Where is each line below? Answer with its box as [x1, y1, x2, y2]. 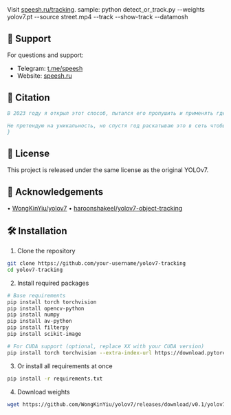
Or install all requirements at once [16, 361, 113, 370]
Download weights [16, 387, 70, 396]
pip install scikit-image [7, 330, 81, 338]
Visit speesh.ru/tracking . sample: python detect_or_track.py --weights [7, 6, 205, 14]
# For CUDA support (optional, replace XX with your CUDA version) [7, 343, 205, 350]
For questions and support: [7, 51, 84, 59]
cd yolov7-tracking [7, 266, 63, 273]
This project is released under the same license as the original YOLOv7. [7, 166, 209, 174]
